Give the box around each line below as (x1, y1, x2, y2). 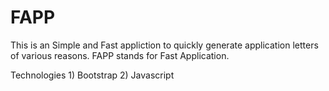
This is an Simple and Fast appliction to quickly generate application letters (10, 39, 319, 51)
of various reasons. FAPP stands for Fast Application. (10, 49, 230, 61)
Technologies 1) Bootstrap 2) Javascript (10, 69, 175, 81)
